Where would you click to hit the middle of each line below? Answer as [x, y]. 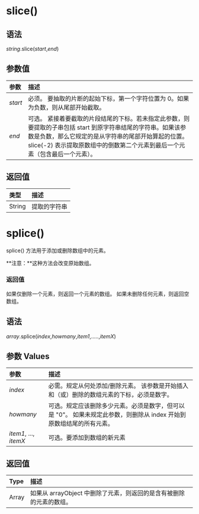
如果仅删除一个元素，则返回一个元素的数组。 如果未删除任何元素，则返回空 [98, 294]
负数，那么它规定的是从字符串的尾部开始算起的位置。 [114, 136]
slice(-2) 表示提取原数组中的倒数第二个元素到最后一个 [103, 145]
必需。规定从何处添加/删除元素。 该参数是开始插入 [118, 386]
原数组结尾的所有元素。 [81, 423]
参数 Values [28, 356]
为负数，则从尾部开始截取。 [66, 107]
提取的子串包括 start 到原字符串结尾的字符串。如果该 [107, 127]
